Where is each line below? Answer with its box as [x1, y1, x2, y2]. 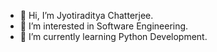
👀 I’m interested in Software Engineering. [19, 20, 189, 32]
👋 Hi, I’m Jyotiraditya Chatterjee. [19, 10, 154, 21]
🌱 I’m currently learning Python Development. [19, 31, 208, 42]
